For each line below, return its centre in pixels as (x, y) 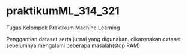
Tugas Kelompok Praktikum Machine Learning (63, 27)
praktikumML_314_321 (63, 11)
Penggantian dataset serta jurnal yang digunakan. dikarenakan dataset (94, 39)
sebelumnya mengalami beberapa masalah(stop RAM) (73, 45)
